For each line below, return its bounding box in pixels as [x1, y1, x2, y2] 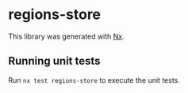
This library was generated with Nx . [8, 32, 125, 41]
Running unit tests [8, 54, 101, 68]
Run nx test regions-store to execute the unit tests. [8, 75, 180, 84]
